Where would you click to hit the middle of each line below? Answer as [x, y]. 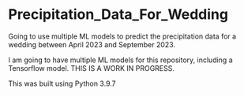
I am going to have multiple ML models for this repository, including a [120, 60]
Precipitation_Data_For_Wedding [118, 15]
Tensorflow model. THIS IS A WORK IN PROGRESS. [92, 68]
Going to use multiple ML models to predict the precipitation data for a [122, 36]
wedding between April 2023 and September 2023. [92, 44]
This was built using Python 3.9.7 [62, 83]
